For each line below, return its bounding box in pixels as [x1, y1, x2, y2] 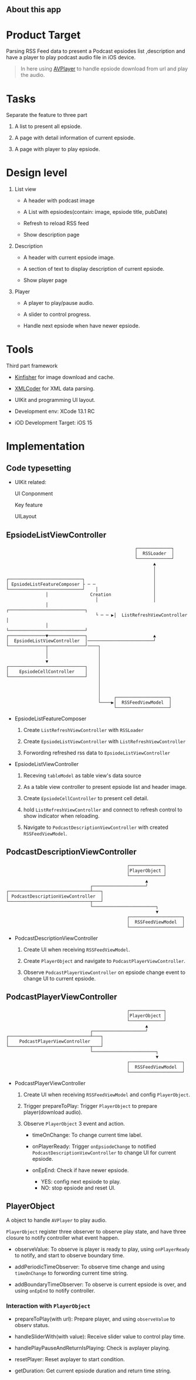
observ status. [14, 1321, 50, 1328]
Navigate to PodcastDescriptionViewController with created [23, 824, 168, 831]
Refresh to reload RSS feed [23, 220, 89, 227]
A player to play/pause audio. [23, 300, 94, 307]
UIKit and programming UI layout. [14, 397, 96, 404]
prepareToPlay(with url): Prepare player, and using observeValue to [14, 1315, 175, 1322]
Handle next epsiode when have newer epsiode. [23, 323, 140, 330]
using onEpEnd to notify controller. [14, 1287, 96, 1294]
